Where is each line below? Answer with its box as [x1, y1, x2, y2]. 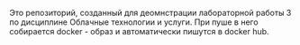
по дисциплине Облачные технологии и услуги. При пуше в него [9, 17, 259, 27]
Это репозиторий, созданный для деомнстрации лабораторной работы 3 [9, 8, 292, 18]
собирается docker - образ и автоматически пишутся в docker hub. [9, 26, 269, 36]
